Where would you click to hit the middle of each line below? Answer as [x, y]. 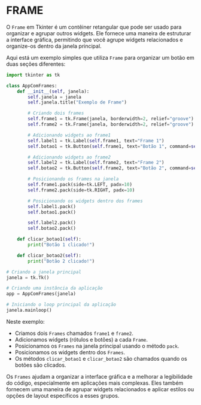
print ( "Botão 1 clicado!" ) [61, 245]
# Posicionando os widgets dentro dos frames [86, 201]
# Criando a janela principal [44, 272]
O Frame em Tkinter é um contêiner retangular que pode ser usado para [94, 27]
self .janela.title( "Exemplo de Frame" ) [77, 102]
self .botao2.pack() [52, 229]
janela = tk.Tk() [28, 278]
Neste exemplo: [25, 321]
